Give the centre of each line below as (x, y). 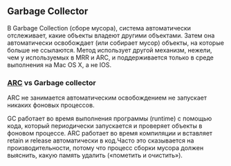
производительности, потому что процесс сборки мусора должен (105, 148)
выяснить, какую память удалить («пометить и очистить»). (95, 156)
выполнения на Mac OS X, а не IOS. (59, 64)
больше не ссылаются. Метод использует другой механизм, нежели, (110, 50)
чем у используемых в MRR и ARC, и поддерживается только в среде (111, 57)
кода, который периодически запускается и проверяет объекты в (105, 126)
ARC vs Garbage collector (52, 82)
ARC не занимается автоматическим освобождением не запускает (107, 98)
